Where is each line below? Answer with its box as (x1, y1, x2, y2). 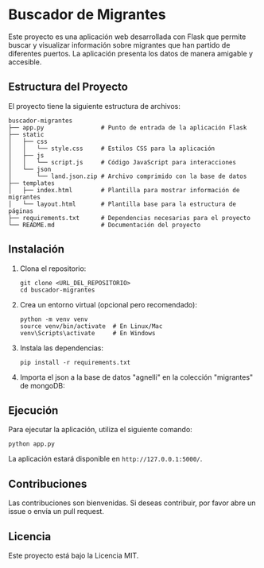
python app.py (8, 440, 56, 448)
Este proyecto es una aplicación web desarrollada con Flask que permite (8, 32, 247, 41)
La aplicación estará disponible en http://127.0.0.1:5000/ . (8, 454, 203, 464)
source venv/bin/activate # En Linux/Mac (19, 322, 163, 330)
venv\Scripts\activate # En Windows (19, 329, 156, 337)
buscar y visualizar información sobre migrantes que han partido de (8, 40, 231, 49)
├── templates (8, 179, 56, 187)
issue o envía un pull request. (8, 507, 105, 516)
